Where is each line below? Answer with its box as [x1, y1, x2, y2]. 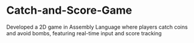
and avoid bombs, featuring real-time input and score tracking [6, 29, 162, 36]
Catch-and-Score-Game [6, 4, 133, 17]
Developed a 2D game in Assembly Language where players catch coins [6, 23, 188, 30]
